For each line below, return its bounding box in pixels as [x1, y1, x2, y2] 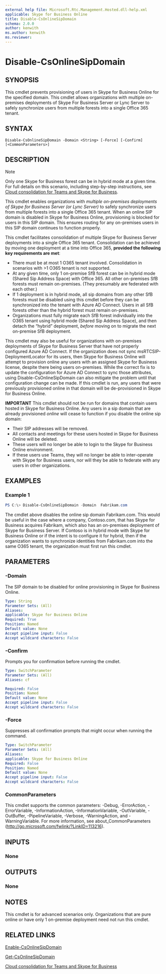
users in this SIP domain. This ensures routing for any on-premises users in [5, 219, 159, 226]
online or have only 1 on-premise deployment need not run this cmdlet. [5, 917, 150, 922]
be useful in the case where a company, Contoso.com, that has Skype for [5, 517, 155, 523]
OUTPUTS [5, 868, 37, 876]
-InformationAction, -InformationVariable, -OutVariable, [34, 807, 147, 813]
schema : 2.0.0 [5, 21, 35, 26]
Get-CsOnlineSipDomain [5, 954, 55, 960]
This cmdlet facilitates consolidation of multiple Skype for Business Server [5, 234, 157, 240]
